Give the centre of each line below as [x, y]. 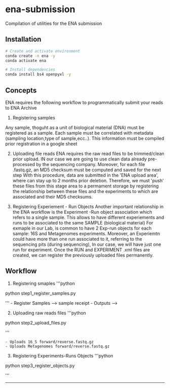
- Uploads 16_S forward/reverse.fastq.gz [50, 342]
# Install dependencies [30, 70]
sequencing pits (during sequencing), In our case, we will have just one [87, 244]
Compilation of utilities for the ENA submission [54, 23]
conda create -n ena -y [30, 56]
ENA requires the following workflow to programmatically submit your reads [84, 102]
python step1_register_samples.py [40, 293]
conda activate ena [26, 60]
